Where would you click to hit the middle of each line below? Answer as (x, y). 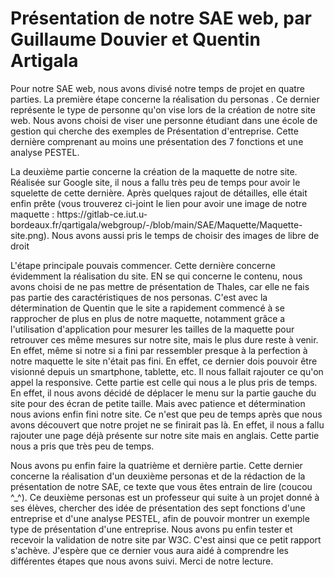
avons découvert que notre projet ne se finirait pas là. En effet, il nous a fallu (167, 424)
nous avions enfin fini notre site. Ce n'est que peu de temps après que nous (166, 414)
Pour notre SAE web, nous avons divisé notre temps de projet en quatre (158, 88)
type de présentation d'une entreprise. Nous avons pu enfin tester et (151, 529)
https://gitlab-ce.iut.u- (102, 214)
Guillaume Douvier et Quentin (135, 39)
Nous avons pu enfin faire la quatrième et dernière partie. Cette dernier (156, 465)
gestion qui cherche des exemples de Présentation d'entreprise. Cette (154, 131)
